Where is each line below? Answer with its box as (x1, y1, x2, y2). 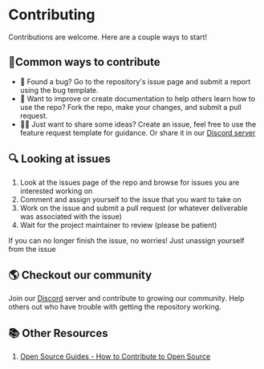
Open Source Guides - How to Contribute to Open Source (19, 351, 211, 362)
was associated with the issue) (19, 211, 123, 221)
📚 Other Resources (8, 326, 108, 340)
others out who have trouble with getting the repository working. (8, 302, 222, 312)
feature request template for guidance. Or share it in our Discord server (19, 128, 256, 137)
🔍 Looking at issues (8, 152, 111, 166)
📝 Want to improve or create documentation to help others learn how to (19, 94, 255, 103)
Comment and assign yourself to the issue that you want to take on (19, 194, 242, 204)
